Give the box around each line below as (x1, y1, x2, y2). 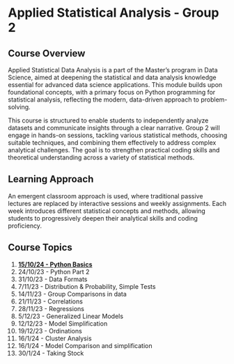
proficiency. (8, 221, 42, 230)
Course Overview (8, 47, 86, 59)
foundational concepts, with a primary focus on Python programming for (8, 88, 216, 96)
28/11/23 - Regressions (17, 304, 84, 312)
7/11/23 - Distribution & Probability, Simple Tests (17, 282, 156, 290)
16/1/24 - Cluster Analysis (17, 334, 93, 342)
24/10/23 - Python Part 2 (17, 267, 90, 276)
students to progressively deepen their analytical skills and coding (8, 214, 198, 222)
